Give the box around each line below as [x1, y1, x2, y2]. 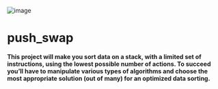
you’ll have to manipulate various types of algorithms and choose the [7, 67, 208, 75]
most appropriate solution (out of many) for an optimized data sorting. [7, 74, 210, 82]
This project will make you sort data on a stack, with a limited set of [7, 52, 202, 60]
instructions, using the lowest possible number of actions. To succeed [7, 60, 211, 68]
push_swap [7, 31, 74, 46]
